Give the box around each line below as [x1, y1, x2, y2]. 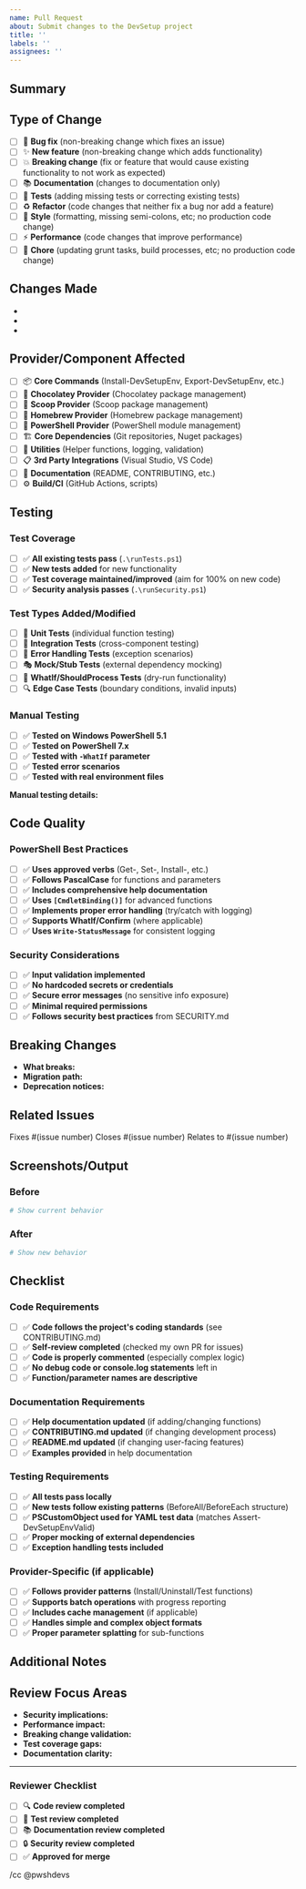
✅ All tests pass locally [22, 1491, 112, 1502]
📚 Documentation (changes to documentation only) [22, 177, 220, 188]
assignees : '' [9, 47, 64, 56]
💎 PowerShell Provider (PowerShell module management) [22, 420, 241, 431]
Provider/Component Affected [9, 351, 186, 366]
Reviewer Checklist [9, 1779, 97, 1792]
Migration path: [22, 1071, 84, 1082]
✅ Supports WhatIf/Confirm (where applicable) [22, 914, 203, 925]
